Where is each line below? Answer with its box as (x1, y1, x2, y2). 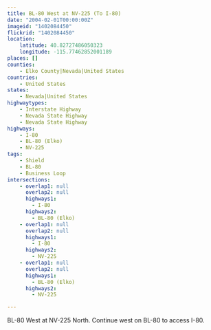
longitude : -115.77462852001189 (19, 49, 112, 56)
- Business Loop (19, 170, 67, 177)
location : (7, 36, 36, 43)
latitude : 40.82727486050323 (19, 42, 103, 49)
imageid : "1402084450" (7, 23, 72, 30)
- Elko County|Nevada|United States (19, 67, 125, 74)
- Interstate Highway (19, 106, 81, 113)
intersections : (7, 176, 51, 183)
